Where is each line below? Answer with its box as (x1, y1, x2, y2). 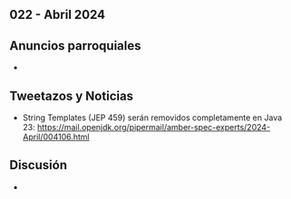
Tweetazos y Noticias (9, 88, 134, 103)
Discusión (9, 157, 68, 173)
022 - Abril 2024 (9, 7, 106, 23)
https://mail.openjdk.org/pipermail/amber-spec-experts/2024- (36, 122, 271, 133)
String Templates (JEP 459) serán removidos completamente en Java (22, 112, 283, 123)
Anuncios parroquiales (9, 38, 141, 53)
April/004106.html (22, 131, 90, 143)
